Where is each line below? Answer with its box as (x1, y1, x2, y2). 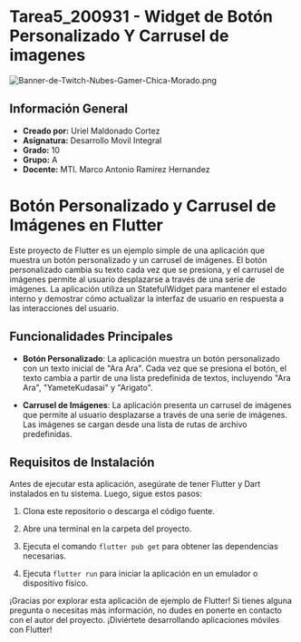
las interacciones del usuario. (9, 302, 120, 314)
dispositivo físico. (22, 578, 89, 588)
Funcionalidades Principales (9, 329, 173, 345)
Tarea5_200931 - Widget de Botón (9, 6, 274, 27)
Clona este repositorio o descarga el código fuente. (22, 506, 216, 517)
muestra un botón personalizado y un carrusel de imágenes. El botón (9, 254, 267, 265)
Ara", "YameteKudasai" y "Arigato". (22, 382, 153, 393)
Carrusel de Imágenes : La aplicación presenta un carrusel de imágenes (22, 399, 292, 410)
